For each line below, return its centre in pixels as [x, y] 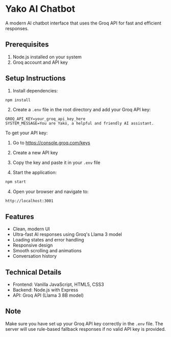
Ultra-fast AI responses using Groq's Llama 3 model [67, 234]
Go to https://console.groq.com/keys [51, 143]
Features [20, 217]
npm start [16, 182]
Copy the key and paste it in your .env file [56, 163]
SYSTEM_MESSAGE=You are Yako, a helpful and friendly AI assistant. [80, 124]
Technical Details [33, 272]
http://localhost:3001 [29, 201]
